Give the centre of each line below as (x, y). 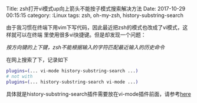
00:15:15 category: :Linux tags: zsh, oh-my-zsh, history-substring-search (95, 15)
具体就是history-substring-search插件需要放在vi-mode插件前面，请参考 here (99, 94)
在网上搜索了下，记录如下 (37, 60)
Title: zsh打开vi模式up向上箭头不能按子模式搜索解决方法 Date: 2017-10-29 (96, 9)
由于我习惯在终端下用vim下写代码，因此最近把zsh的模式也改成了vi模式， (94, 27)
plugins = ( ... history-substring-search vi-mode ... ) (72, 82)
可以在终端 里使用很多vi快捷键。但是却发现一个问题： (81, 35)
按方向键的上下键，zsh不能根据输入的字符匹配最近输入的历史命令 (86, 47)
